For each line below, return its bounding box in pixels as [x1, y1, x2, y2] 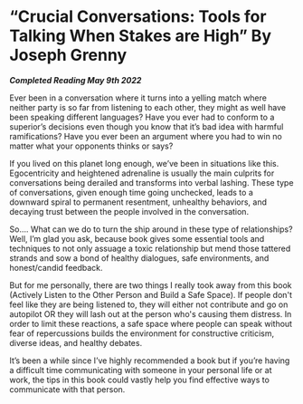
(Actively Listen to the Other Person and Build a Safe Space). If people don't [9, 289, 292, 300]
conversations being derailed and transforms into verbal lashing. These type [9, 177, 294, 188]
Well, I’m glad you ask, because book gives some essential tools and [9, 233, 265, 244]
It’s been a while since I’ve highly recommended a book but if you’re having [9, 355, 290, 366]
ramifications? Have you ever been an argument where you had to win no [9, 130, 282, 141]
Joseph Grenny [9, 45, 128, 65]
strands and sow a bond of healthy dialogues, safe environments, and [9, 252, 270, 264]
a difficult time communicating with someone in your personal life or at [9, 364, 272, 375]
